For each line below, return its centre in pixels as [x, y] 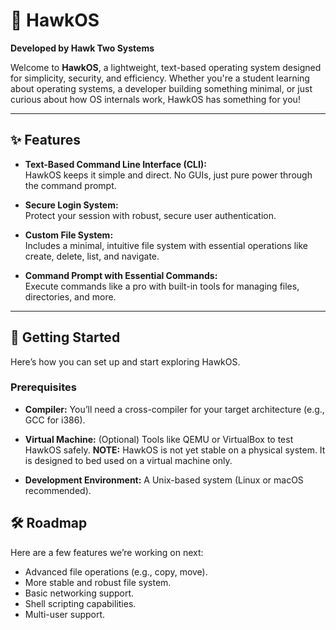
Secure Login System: [71, 205]
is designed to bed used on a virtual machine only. [128, 460]
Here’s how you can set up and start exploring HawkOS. [125, 361]
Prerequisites [43, 387]
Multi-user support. [65, 614]
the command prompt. [70, 185]
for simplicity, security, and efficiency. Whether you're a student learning [160, 78]
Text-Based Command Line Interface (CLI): [115, 164]
